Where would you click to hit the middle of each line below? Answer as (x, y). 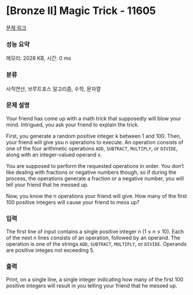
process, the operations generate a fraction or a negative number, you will (95, 178)
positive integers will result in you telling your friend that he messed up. (92, 286)
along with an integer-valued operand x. (54, 155)
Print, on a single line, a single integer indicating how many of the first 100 (95, 280)
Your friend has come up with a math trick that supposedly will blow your (94, 118)
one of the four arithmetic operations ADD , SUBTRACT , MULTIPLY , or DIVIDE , (92, 148)
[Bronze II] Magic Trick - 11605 (81, 11)
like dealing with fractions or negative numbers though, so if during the (91, 172)
